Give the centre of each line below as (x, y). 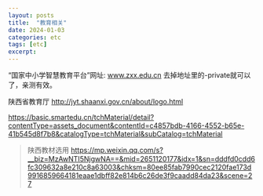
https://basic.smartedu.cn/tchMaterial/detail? (81, 117)
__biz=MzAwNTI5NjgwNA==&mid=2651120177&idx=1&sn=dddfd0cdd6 (141, 159)
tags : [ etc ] (27, 45)
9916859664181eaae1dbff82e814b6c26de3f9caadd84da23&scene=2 (140, 176)
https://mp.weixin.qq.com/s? (117, 150)
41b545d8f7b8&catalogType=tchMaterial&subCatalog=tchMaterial (115, 134)
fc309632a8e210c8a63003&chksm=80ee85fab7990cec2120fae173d (139, 167)
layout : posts (31, 15)
